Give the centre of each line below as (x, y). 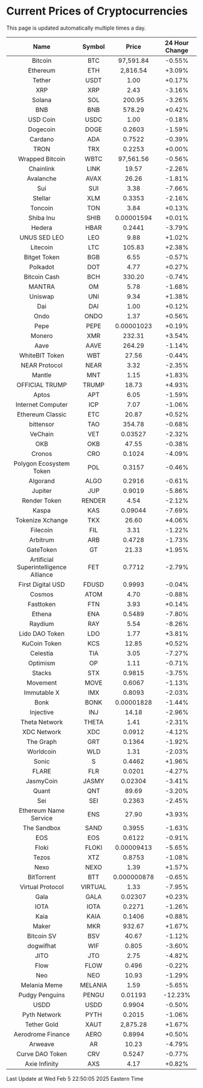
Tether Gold (42, 1024)
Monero (42, 336)
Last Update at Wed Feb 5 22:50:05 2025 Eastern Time (75, 1078)
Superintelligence (42, 567)
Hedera (42, 227)
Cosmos (42, 594)
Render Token (42, 500)
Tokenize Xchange (42, 520)
